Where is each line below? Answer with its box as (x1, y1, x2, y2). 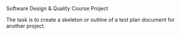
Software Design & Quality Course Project (6, 5, 109, 12)
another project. (6, 23, 46, 29)
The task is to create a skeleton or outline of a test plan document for (6, 16, 175, 23)
